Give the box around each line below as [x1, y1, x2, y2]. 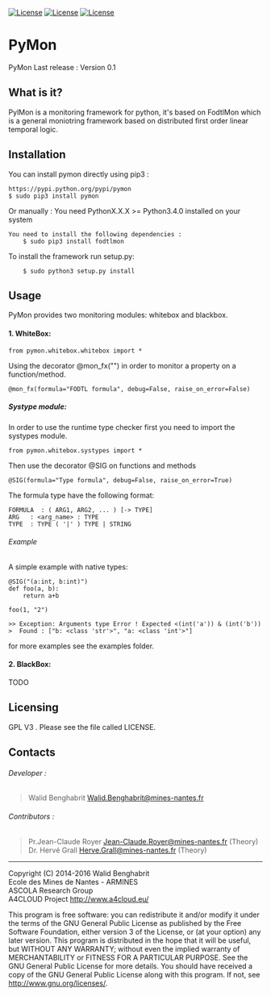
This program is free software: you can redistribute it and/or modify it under [8, 910, 260, 919]
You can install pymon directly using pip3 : [8, 169, 149, 179]
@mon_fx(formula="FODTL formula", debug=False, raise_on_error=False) [8, 385, 251, 393]
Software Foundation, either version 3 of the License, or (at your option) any [8, 927, 261, 936]
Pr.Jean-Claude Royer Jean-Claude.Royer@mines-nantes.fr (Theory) [27, 836, 259, 846]
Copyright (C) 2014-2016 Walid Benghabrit [8, 868, 150, 878]
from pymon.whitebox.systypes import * [8, 446, 143, 455]
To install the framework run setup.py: [8, 251, 135, 261]
